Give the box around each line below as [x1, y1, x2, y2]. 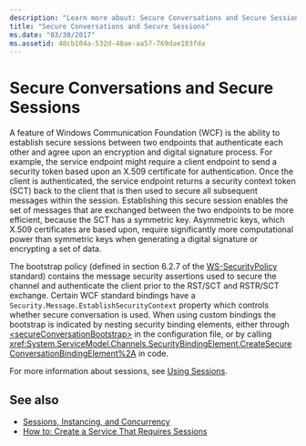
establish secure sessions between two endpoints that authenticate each [9, 137, 284, 148]
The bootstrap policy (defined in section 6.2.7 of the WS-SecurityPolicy [9, 261, 278, 272]
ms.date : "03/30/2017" [9, 30, 96, 39]
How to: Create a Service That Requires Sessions [22, 426, 208, 437]
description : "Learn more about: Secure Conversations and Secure [9, 13, 267, 23]
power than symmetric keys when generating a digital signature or [9, 234, 258, 245]
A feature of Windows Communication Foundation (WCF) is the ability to [9, 127, 280, 138]
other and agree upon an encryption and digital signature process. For [9, 147, 273, 157]
